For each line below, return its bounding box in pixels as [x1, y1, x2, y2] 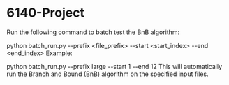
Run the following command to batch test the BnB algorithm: [6, 28, 179, 36]
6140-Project [6, 5, 85, 21]
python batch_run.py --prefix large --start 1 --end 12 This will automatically [6, 62, 223, 70]
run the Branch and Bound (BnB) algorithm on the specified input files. [6, 70, 209, 78]
